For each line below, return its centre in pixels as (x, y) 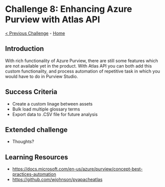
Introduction (25, 49)
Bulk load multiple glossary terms (46, 109)
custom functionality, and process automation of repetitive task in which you (82, 71)
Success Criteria (31, 92)
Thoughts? (23, 142)
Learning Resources (36, 157)
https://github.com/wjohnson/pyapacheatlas (57, 180)
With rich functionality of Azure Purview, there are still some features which (82, 61)
